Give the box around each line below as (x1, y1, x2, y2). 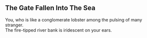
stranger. (5, 22, 24, 28)
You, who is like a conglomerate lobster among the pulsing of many (5, 17, 143, 22)
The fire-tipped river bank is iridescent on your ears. (5, 27, 112, 33)
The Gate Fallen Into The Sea (5, 4, 96, 12)
